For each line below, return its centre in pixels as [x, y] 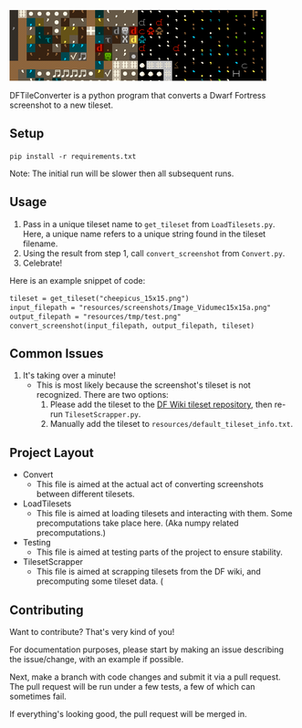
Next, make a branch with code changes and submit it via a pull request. [145, 677]
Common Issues [57, 354]
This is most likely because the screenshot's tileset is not [143, 385]
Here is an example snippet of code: [78, 280]
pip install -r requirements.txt [73, 156]
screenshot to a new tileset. [62, 105]
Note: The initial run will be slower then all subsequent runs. [122, 173]
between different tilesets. [85, 494]
